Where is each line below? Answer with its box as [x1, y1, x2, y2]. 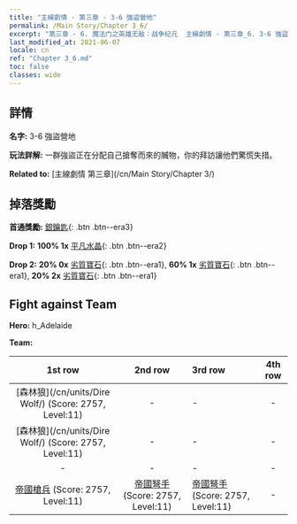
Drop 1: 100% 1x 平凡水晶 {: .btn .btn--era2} [9, 241, 167, 251]
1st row [46, 364, 80, 376]
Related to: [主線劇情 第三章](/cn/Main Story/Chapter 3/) [9, 168, 215, 179]
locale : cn [9, 46, 49, 55]
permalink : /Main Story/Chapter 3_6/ [9, 21, 148, 30]
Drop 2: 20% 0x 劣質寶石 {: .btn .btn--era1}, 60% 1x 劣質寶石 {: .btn [9, 259, 252, 270]
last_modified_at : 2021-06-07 [9, 37, 121, 47]
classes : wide [9, 71, 62, 80]
